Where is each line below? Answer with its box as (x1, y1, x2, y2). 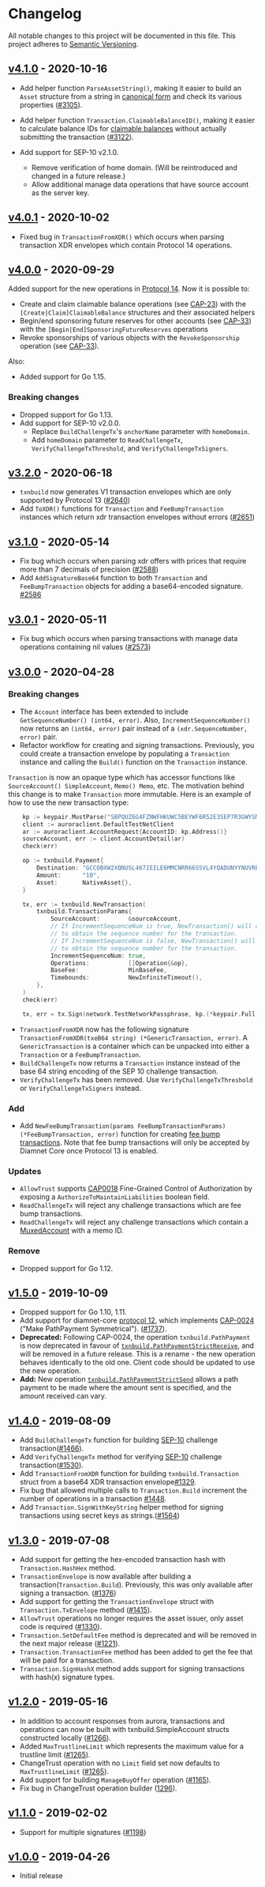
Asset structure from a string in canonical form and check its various (19, 92, 242, 101)
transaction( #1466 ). (19, 1444, 84, 1453)
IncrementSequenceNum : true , (50, 952, 147, 960)
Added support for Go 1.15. (19, 372, 106, 382)
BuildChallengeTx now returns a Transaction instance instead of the (19, 1058, 241, 1067)
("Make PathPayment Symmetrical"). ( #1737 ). (19, 1324, 167, 1334)
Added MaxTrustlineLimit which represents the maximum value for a (19, 1741, 244, 1751)
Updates (8, 1165, 42, 1176)
